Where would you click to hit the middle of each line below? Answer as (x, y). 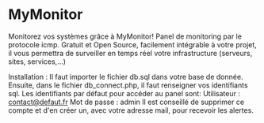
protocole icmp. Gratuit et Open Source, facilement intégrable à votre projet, (133, 44)
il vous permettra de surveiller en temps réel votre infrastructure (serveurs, (130, 53)
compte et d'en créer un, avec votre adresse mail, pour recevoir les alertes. (131, 110)
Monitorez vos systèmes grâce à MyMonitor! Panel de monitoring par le (125, 36)
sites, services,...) (37, 61)
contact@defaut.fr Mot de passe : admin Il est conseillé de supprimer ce (126, 102)
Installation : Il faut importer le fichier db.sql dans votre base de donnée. (126, 76)
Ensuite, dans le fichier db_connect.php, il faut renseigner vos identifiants (128, 85)
